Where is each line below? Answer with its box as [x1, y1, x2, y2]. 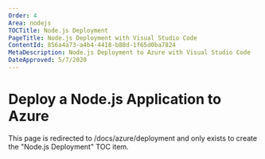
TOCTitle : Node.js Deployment [8, 26, 109, 34]
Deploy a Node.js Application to [8, 91, 221, 108]
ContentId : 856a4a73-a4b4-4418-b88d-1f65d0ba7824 [8, 41, 177, 49]
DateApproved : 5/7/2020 [8, 56, 88, 64]
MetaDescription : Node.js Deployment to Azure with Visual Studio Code [8, 48, 251, 56]
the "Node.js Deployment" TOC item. [8, 142, 129, 151]
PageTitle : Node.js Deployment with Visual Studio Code [8, 33, 197, 42]
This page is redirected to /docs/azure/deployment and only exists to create [8, 133, 257, 143]
